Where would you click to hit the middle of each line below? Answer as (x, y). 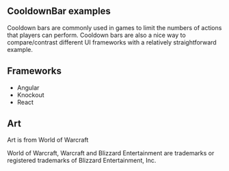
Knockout (30, 94)
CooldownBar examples (59, 11)
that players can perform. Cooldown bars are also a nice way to (96, 35)
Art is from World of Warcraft (48, 140)
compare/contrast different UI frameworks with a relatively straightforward (112, 42)
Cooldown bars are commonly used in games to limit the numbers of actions (114, 27)
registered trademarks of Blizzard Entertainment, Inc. (82, 161)
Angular (28, 88)
